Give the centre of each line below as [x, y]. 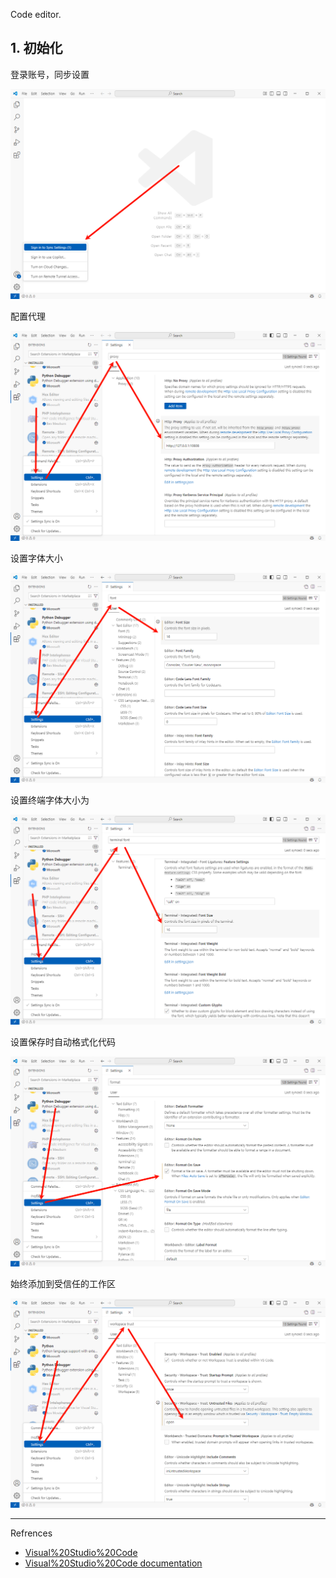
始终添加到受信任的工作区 [63, 1283]
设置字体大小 [36, 558]
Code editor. [36, 14]
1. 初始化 [36, 48]
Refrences [31, 1533]
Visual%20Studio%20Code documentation [113, 1563]
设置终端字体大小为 [50, 800]
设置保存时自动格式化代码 [63, 1042]
